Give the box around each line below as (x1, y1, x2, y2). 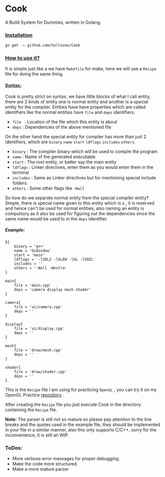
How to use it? (5, 55, 40, 62)
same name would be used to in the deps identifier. (5, 216, 108, 221)
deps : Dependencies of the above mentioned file (12, 124, 112, 130)
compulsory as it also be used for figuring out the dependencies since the (5, 211, 155, 217)
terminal (12, 169, 30, 175)
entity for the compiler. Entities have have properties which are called (5, 104, 146, 110)
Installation (5, 32, 33, 39)
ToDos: (5, 444, 23, 451)
